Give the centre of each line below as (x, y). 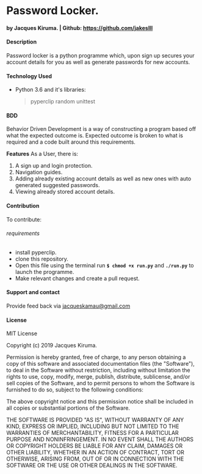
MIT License (22, 333)
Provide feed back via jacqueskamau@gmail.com (68, 306)
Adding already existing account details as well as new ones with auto (103, 179)
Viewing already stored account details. (65, 192)
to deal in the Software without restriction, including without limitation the (98, 370)
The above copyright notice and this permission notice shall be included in (100, 402)
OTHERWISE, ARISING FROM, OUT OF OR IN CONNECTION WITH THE (95, 459)
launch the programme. (45, 272)
